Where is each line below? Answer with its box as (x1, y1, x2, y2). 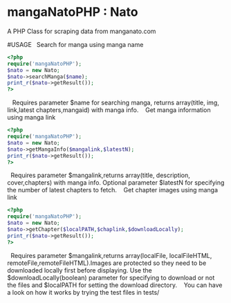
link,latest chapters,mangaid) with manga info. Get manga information (7, 106, 211, 114)
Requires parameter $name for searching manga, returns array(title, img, (12, 98, 219, 107)
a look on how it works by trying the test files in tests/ (7, 288, 160, 296)
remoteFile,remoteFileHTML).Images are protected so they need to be (7, 259, 207, 267)
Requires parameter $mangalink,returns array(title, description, (10, 171, 190, 180)
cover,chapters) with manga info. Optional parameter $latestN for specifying (7, 178, 225, 187)
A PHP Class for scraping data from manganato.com (7, 27, 156, 35)
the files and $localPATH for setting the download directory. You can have (7, 281, 223, 289)
